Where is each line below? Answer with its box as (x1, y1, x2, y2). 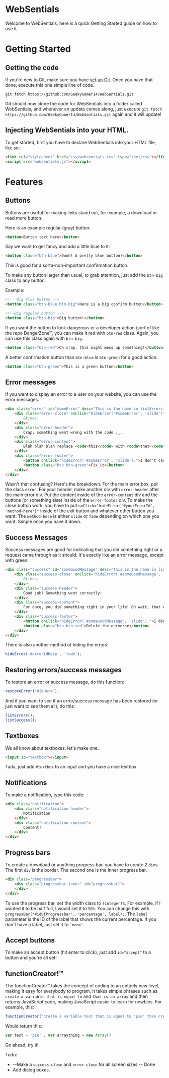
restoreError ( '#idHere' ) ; (5, 689, 59, 694)
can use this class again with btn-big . (5, 335, 83, 341)
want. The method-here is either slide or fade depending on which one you (5, 513, 160, 519)
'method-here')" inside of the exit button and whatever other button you (5, 508, 154, 514)
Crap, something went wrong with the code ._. (23, 430, 123, 435)
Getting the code (5, 63, 59, 72)
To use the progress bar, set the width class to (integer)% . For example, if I (5, 900, 161, 906)
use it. (5, 25, 18, 31)
